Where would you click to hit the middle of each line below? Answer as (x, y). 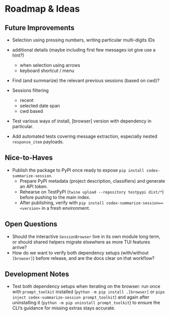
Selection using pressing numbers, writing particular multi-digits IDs (83, 40)
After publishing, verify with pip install (62, 203)
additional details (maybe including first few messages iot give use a (84, 50)
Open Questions (31, 224)
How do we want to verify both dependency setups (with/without (80, 253)
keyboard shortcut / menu (47, 70)
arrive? (19, 247)
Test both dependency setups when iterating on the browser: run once (86, 286)
